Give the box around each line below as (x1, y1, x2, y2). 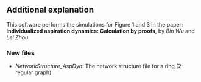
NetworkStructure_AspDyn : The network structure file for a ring (15, 63, 175, 70)
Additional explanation (6, 5, 94, 15)
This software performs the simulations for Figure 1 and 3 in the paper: (6, 20, 183, 28)
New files (6, 48, 35, 57)
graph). (34, 69, 54, 76)
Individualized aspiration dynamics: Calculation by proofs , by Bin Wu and (6, 27, 195, 34)
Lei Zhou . (6, 33, 30, 41)
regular (15, 69, 33, 76)
